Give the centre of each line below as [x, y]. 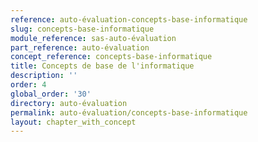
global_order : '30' [51, 94]
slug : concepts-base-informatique [82, 29]
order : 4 [28, 85]
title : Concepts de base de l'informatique [102, 66]
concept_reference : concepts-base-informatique [111, 57]
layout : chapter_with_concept [73, 122]
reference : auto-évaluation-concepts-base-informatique [129, 19]
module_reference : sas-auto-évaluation [93, 38]
